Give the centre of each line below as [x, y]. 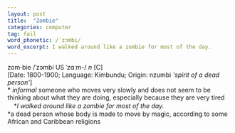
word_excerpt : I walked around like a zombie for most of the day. [110, 47]
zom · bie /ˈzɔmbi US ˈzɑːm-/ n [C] [55, 67]
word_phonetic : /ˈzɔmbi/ [44, 41]
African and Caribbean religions [54, 121]
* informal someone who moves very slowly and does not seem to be [109, 90]
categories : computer [40, 27]
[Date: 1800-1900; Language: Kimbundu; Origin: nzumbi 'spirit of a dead [114, 75]
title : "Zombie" [33, 21]
